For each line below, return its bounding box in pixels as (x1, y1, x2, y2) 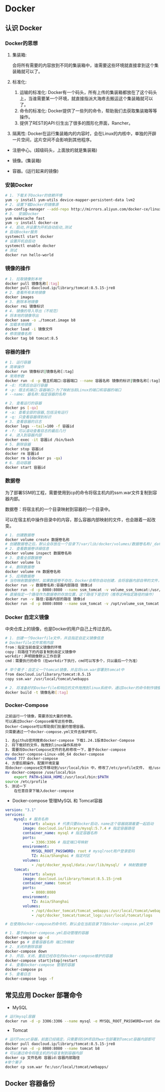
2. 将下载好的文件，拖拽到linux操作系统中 (5, 742, 82, 748)
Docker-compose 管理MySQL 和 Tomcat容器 (12, 798, 103, 804)
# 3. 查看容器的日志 (5, 419, 42, 424)
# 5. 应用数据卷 (5, 574, 35, 578)
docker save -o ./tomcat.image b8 (5, 318, 76, 323)
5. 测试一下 (5, 784, 27, 789)
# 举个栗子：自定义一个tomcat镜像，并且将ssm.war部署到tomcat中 (5, 667, 125, 672)
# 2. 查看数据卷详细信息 (5, 546, 49, 551)
